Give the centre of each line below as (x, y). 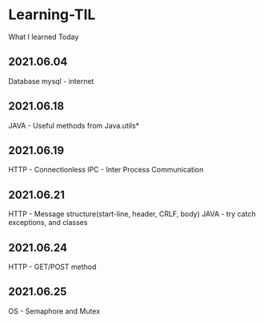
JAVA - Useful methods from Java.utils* (74, 125)
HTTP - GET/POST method (52, 267)
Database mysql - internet (51, 81)
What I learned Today (44, 37)
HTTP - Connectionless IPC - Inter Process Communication (106, 170)
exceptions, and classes (48, 223)
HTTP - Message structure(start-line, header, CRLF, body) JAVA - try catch (132, 214)
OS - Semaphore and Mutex (54, 311)
